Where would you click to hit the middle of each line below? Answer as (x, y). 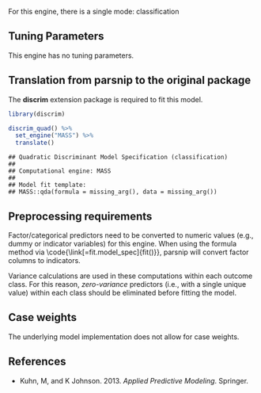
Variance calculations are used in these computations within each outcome (130, 276)
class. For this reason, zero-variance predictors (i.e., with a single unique (127, 284)
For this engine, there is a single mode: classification (94, 11)
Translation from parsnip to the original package (130, 80)
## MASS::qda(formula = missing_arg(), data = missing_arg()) (113, 192)
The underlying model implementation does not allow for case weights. (124, 337)
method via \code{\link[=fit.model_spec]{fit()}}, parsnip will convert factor (129, 252)
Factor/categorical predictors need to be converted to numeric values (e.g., (131, 235)
